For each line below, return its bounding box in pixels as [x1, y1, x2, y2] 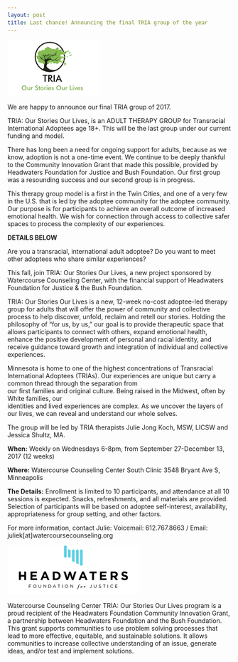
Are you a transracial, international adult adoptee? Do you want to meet [7, 247, 216, 255]
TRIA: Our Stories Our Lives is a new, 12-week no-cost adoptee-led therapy [7, 297, 228, 306]
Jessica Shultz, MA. [7, 430, 66, 439]
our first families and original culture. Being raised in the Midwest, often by [7, 386, 226, 395]
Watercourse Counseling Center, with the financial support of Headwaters [7, 276, 224, 284]
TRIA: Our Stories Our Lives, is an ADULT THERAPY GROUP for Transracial [7, 116, 226, 124]
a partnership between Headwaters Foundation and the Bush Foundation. [7, 616, 222, 625]
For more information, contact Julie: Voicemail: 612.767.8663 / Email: [7, 523, 208, 532]
